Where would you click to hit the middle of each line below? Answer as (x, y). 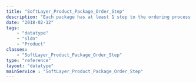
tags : (13, 28)
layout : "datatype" (30, 66)
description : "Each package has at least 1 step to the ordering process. (100, 17)
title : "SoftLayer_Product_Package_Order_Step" (66, 11)
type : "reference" (29, 60)
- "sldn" (27, 39)
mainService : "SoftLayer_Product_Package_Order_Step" (75, 71)
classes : (17, 50)
